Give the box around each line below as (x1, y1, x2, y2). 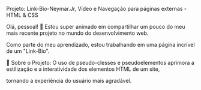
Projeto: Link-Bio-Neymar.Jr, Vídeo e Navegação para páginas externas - (6, 5, 187, 12)
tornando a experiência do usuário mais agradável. (6, 77, 132, 84)
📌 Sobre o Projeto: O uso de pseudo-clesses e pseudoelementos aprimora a (6, 59, 195, 66)
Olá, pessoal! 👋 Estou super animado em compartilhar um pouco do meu (6, 23, 185, 30)
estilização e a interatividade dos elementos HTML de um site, (6, 65, 160, 73)
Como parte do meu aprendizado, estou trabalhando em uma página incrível (6, 41, 195, 48)
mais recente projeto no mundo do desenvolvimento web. (6, 29, 149, 37)
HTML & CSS (6, 11, 39, 19)
